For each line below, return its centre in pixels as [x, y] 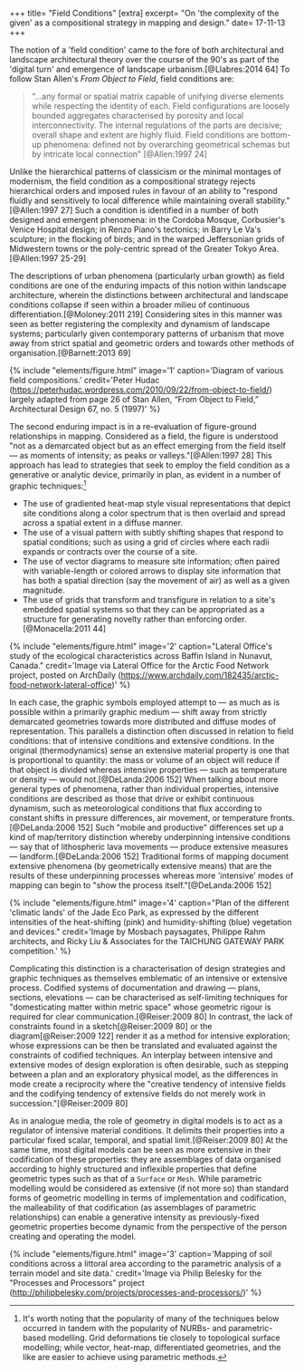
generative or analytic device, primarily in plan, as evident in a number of [145, 474]
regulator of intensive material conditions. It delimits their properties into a [147, 1130]
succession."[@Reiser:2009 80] [69, 1103]
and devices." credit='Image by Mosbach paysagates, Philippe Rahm [138, 932]
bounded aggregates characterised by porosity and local [138, 116]
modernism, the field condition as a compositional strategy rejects [133, 181]
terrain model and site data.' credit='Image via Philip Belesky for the [136, 1273]
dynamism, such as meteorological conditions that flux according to [136, 808]
